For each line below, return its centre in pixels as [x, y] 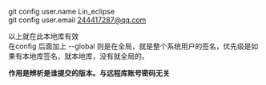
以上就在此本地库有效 [43, 36]
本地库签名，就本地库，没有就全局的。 [85, 56]
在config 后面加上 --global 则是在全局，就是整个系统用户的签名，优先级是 [130, 46]
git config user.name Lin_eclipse [62, 12]
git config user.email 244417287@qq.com [77, 20]
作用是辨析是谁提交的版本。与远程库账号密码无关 [89, 73]
